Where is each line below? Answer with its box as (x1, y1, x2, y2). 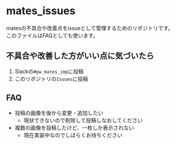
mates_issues (6, 4, 76, 18)
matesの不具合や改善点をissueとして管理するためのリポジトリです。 (6, 24, 174, 31)
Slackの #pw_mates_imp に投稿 (14, 68, 84, 75)
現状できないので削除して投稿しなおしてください (23, 117, 143, 124)
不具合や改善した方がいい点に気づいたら (6, 51, 154, 61)
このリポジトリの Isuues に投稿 (14, 75, 88, 82)
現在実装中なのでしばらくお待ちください (23, 132, 123, 139)
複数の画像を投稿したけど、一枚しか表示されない (14, 124, 135, 131)
